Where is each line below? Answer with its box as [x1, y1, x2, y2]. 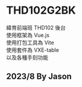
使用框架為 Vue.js [6, 31, 50, 39]
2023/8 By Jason [6, 72, 72, 82]
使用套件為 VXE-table [6, 46, 59, 54]
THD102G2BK [6, 4, 76, 17]
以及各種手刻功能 [6, 54, 48, 61]
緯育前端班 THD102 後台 [6, 24, 66, 31]
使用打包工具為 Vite [6, 39, 54, 46]
